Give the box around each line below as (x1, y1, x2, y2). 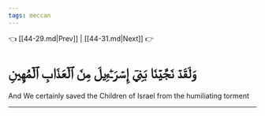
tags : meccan (8, 11, 51, 20)
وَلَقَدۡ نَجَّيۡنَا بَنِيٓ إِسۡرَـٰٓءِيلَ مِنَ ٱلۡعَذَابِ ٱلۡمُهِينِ (8, 64, 197, 82)
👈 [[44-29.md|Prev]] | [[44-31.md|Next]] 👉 (8, 33, 154, 43)
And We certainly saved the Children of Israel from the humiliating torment (8, 91, 250, 100)
